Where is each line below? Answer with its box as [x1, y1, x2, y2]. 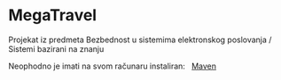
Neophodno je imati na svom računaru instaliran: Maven [8, 61, 217, 71]
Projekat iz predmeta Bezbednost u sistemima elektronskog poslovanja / [8, 34, 272, 45]
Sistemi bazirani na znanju [8, 43, 105, 54]
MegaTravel [8, 5, 98, 25]
